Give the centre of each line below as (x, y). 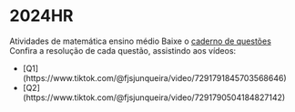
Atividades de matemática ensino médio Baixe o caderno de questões (140, 41)
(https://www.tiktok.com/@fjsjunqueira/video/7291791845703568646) (154, 77)
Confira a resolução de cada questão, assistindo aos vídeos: (123, 50)
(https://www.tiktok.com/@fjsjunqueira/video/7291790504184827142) (154, 97)
